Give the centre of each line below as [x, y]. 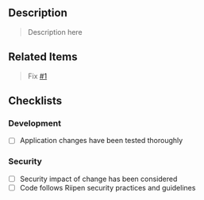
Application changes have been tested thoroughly [101, 141]
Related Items [43, 57]
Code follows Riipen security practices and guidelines [108, 187]
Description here [55, 32]
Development [35, 123]
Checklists [35, 101]
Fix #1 [37, 76]
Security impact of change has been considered [98, 179]
